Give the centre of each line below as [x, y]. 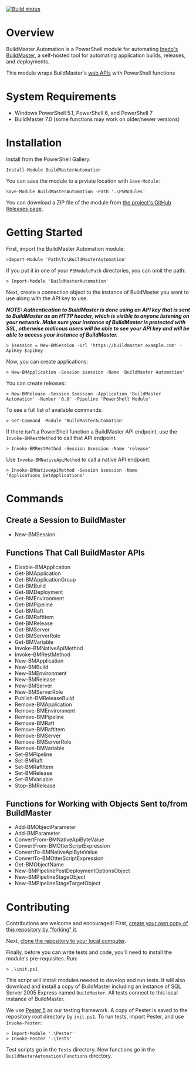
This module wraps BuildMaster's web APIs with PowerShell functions [91, 73]
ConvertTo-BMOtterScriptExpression [59, 858]
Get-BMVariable [34, 642]
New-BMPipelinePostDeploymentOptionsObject [72, 871]
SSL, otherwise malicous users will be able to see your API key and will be [98, 328]
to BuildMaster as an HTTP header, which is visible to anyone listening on [98, 316]
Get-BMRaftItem [34, 617]
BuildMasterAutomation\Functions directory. [59, 1056]
